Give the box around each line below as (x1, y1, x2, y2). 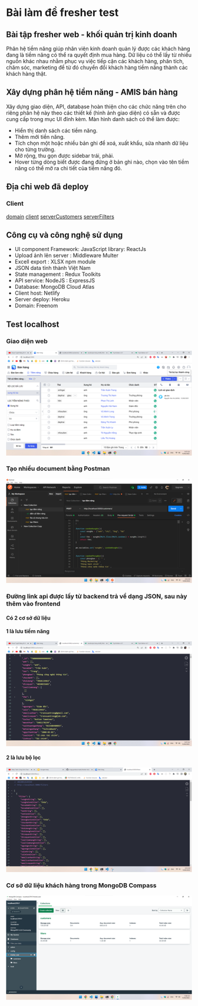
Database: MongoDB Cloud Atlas (14, 284, 95, 291)
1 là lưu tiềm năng (6, 628, 50, 635)
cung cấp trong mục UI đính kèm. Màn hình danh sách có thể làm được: (6, 115, 180, 122)
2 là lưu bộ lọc (6, 754, 41, 761)
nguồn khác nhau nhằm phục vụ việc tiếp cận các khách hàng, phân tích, (6, 58, 184, 64)
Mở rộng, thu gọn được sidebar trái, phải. (14, 152, 114, 159)
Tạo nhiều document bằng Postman (6, 464, 110, 473)
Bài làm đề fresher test (6, 6, 119, 19)
